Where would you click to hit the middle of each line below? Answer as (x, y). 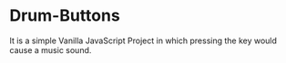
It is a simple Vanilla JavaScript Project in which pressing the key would (143, 40)
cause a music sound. (51, 49)
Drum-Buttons (65, 16)
